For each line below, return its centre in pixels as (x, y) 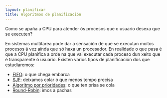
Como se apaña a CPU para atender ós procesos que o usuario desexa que (83, 28)
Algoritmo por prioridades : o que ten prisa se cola (63, 85)
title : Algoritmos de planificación (43, 14)
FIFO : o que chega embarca (41, 74)
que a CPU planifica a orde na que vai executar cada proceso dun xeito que (83, 54)
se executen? (19, 34)
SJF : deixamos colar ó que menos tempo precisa (63, 80)
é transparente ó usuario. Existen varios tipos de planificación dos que (78, 59)
